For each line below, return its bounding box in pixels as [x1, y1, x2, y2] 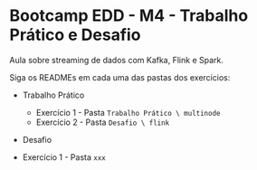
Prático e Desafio [9, 24, 141, 45]
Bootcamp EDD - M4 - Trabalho [9, 5, 249, 26]
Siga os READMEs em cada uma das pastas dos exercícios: [9, 71, 231, 82]
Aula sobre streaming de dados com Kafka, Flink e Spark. [9, 54, 224, 65]
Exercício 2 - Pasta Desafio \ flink [35, 117, 170, 127]
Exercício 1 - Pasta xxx [22, 151, 106, 163]
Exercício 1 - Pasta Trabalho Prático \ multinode [35, 107, 221, 118]
